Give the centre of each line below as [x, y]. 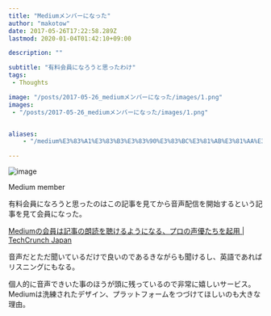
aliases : [23, 134]
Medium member [37, 187]
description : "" [35, 53]
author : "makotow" [39, 23]
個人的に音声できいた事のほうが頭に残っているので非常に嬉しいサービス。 [132, 284]
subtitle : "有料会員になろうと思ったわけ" [72, 68]
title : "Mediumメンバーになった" [60, 16]
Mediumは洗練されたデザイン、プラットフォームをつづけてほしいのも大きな [135, 294]
